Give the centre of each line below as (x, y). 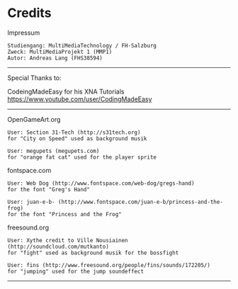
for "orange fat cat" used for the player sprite (82, 157)
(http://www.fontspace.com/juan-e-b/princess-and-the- (140, 202)
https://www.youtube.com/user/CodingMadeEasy (80, 99)
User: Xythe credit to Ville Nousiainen (68, 240)
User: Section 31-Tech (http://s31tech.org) (74, 132)
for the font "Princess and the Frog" (64, 214)
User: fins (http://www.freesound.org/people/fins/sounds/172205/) (109, 265)
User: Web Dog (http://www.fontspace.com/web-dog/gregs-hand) (101, 183)
